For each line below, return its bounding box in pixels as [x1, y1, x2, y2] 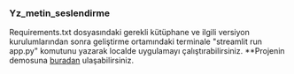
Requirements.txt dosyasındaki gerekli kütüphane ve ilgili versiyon [9, 27, 250, 38]
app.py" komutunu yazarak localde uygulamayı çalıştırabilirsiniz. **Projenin [9, 46, 285, 56]
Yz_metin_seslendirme [9, 7, 111, 19]
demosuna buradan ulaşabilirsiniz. [9, 55, 135, 66]
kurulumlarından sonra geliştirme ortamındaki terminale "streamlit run [9, 36, 263, 47]
